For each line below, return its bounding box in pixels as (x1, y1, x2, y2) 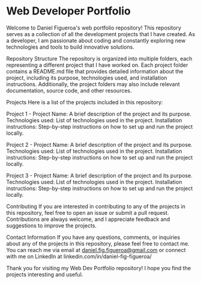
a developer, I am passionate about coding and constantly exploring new (6, 37, 186, 44)
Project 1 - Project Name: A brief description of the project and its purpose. (6, 110, 192, 117)
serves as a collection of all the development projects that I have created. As (6, 30, 196, 37)
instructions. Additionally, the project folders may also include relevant (6, 80, 180, 88)
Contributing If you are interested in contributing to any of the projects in (6, 203, 186, 210)
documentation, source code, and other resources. (6, 87, 132, 94)
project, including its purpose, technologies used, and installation (6, 74, 167, 81)
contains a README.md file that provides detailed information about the (6, 67, 184, 75)
